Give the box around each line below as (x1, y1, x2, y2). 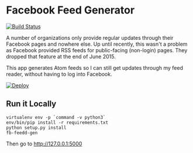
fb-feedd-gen (6, 130, 38, 135)
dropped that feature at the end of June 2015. (6, 53, 116, 60)
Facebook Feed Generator (6, 4, 135, 17)
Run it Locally (6, 99, 57, 109)
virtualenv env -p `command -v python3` (6, 114, 106, 120)
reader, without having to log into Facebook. (6, 70, 112, 77)
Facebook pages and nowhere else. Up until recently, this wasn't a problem (6, 40, 188, 47)
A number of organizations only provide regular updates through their (6, 34, 174, 41)
